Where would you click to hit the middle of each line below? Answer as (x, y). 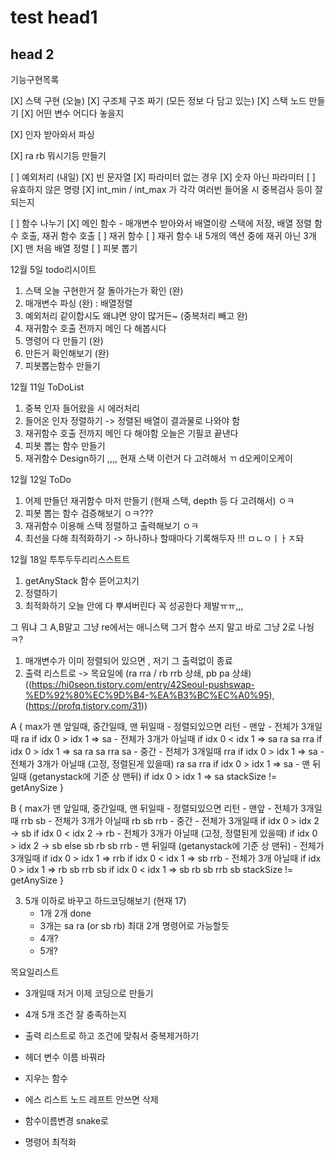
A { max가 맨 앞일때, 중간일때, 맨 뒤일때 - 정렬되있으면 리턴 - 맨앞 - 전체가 (154, 726)
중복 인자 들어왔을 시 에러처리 (82, 408)
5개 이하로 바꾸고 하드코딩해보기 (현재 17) (105, 900)
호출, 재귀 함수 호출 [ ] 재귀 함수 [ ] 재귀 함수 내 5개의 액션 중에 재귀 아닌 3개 (168, 235)
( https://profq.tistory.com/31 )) (86, 705)
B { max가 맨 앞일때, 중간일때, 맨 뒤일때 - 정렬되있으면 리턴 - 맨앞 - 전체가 (154, 808)
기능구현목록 (35, 79)
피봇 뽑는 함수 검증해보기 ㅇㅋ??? (89, 513)
